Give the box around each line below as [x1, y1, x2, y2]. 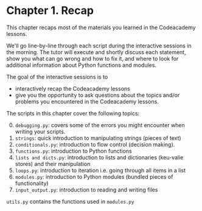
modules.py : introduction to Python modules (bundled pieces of [15, 173, 173, 180]
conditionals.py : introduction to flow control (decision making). [15, 140, 175, 148]
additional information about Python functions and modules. [6, 61, 157, 69]
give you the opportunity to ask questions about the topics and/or [15, 91, 180, 99]
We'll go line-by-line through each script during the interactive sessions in [6, 42, 192, 49]
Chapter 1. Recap [6, 4, 94, 18]
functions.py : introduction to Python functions [15, 147, 132, 154]
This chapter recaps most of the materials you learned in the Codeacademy [6, 24, 196, 31]
